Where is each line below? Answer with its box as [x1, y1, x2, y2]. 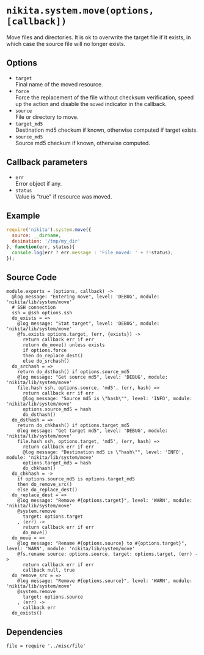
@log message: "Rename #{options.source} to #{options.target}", [17, 540, 188, 547]
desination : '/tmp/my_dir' [12, 238, 81, 244]
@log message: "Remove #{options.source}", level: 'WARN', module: [17, 578, 192, 584]
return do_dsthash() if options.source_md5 [17, 369, 130, 375]
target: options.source [22, 594, 84, 600]
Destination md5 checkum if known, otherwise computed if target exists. [15, 126, 199, 134]
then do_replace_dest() [22, 353, 84, 359]
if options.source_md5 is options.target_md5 [17, 476, 136, 482]
